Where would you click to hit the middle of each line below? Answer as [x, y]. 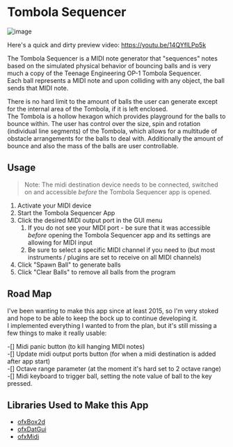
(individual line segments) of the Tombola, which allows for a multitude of [112, 131]
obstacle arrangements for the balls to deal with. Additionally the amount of [115, 138]
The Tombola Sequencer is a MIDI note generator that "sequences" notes [112, 58]
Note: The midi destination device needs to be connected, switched [121, 185]
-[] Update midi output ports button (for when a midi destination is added [112, 354]
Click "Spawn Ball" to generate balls [69, 265]
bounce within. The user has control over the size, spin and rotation [104, 123]
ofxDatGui [32, 430]
